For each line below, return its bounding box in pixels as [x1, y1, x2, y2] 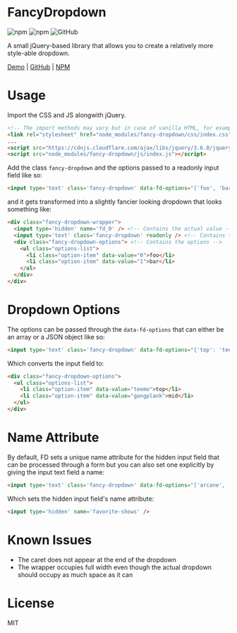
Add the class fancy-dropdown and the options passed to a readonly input [7, 163, 219, 172]
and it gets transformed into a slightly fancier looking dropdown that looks [7, 197, 222, 206]
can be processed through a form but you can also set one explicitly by [7, 460, 214, 469]
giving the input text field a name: [7, 468, 104, 476]
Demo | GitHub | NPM [7, 62, 71, 71]
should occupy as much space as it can [17, 570, 133, 579]
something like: [7, 205, 51, 214]
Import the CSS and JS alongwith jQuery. [7, 110, 127, 119]
